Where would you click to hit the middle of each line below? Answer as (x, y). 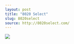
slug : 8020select (22, 18)
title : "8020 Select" (27, 14)
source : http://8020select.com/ (37, 23)
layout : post (18, 9)
